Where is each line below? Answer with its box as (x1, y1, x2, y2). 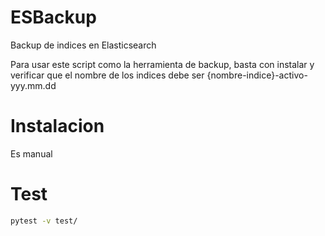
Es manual (10, 147, 53, 160)
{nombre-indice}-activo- (206, 69, 308, 81)
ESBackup (10, 6, 97, 29)
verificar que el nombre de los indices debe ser (10, 69, 205, 81)
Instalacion (10, 115, 105, 138)
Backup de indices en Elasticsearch (10, 39, 157, 51)
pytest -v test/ (10, 216, 78, 226)
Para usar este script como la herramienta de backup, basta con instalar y (10, 58, 315, 70)
